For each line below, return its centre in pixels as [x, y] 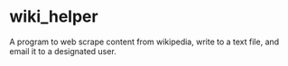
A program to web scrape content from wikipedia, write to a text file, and [144, 42]
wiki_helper [54, 17]
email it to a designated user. [63, 51]
